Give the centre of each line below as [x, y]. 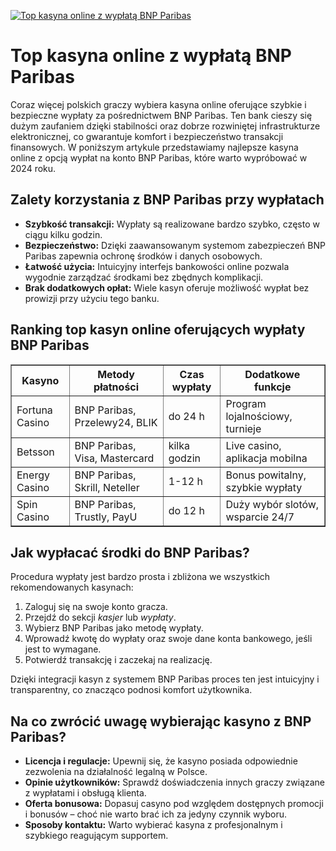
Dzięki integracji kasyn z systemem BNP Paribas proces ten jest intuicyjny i [165, 679]
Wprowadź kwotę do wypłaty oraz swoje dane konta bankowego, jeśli [168, 639]
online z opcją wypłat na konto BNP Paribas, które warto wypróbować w [159, 157]
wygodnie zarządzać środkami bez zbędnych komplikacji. [144, 277]
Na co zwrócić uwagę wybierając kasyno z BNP [161, 721]
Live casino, [253, 445]
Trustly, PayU [106, 517]
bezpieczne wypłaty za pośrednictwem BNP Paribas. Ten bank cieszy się [161, 115]
